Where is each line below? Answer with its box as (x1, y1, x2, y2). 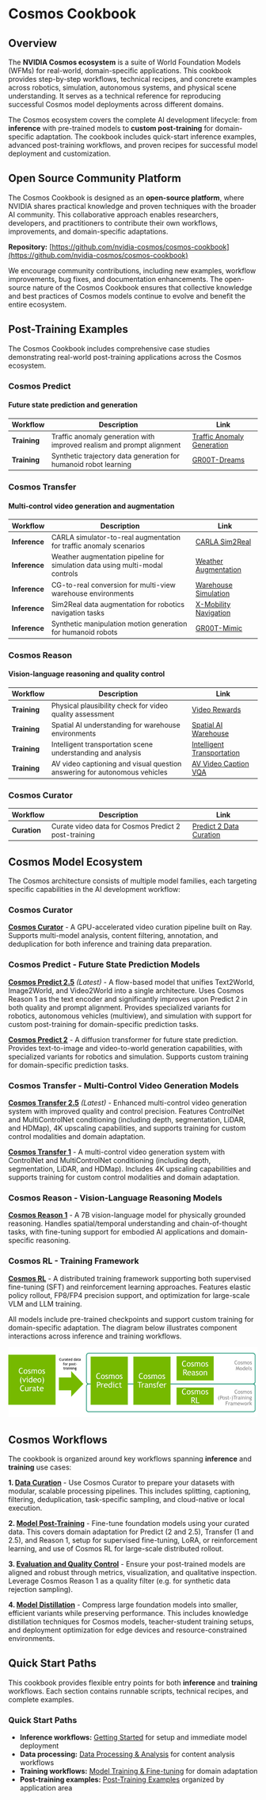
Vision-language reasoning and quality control (8, 669, 165, 679)
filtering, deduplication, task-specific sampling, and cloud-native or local (8, 1494, 245, 1504)
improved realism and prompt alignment (51, 440, 181, 450)
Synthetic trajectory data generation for (51, 450, 180, 461)
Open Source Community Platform (8, 172, 182, 185)
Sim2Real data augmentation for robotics (51, 599, 184, 608)
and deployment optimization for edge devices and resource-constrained (8, 1625, 248, 1635)
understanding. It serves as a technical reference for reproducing (8, 91, 222, 100)
